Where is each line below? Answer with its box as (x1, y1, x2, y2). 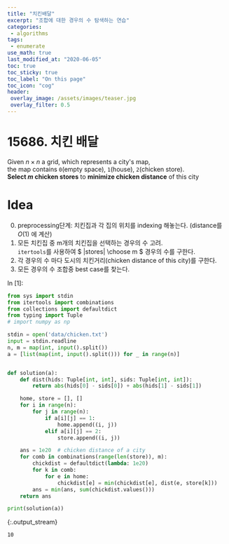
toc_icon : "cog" (7, 82, 55, 89)
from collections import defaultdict (7, 306, 118, 313)
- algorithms (10, 29, 49, 37)
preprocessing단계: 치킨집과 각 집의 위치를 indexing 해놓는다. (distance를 (17, 221, 223, 229)
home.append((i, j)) (57, 421, 118, 428)
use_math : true (7, 50, 52, 57)
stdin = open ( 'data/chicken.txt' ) (7, 331, 109, 339)
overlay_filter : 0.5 (10, 102, 71, 109)
